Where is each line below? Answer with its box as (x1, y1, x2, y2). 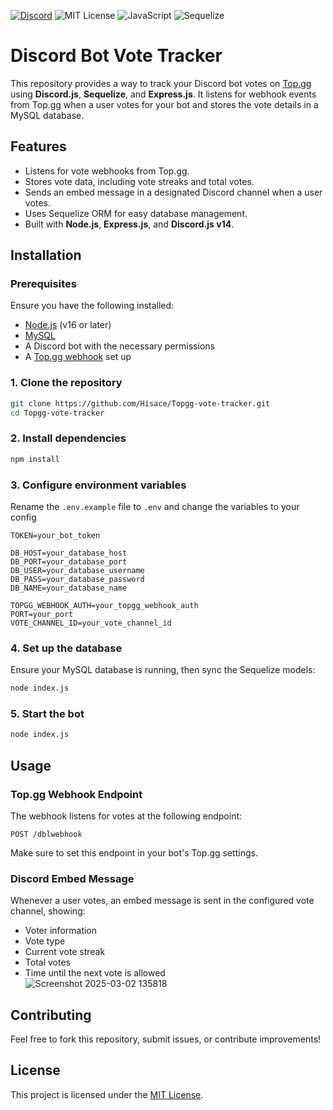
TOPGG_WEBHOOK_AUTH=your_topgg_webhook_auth (10, 600, 199, 610)
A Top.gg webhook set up (24, 351, 132, 363)
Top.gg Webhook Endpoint (10, 787, 143, 801)
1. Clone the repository (10, 376, 123, 390)
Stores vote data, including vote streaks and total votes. (24, 175, 255, 187)
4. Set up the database (10, 641, 123, 655)
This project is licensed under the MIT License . (10, 1088, 204, 1100)
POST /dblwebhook (10, 829, 83, 839)
